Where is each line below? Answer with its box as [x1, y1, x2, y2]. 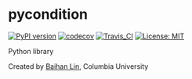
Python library [8, 46, 54, 56]
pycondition [8, 5, 89, 23]
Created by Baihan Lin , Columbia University [8, 61, 149, 71]
